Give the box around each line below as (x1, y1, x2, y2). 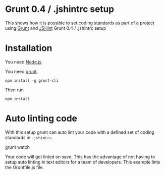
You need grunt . (5, 68, 38, 74)
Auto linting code (5, 113, 78, 124)
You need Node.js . (5, 58, 43, 65)
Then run (5, 87, 24, 93)
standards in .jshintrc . (5, 134, 53, 140)
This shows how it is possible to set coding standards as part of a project (5, 20, 155, 26)
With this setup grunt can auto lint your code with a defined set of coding (5, 129, 155, 135)
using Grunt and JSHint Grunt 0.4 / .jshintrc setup (5, 25, 107, 31)
